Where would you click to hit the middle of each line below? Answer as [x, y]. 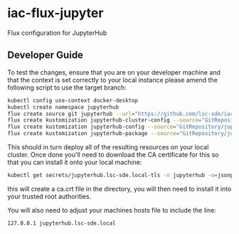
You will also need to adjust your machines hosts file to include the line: [112, 210]
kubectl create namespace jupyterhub [63, 107]
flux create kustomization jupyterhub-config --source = [92, 127]
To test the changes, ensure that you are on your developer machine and [114, 72]
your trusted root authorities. [49, 196]
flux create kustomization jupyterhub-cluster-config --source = [105, 120]
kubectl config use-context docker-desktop [73, 100]
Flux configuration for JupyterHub [57, 33]
